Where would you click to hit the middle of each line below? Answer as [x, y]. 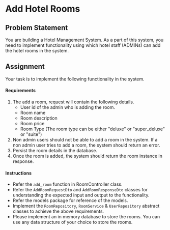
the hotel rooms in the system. [37, 51]
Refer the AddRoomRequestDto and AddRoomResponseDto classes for [80, 190]
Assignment [25, 67]
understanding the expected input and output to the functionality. [81, 195]
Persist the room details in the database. [55, 151]
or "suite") [31, 134]
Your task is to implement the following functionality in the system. [75, 79]
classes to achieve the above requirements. [58, 211]
